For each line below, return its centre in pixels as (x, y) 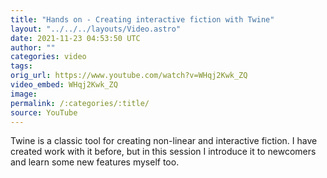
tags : (21, 66)
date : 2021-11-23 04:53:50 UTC (75, 38)
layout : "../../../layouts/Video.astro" (96, 29)
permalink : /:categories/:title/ (80, 103)
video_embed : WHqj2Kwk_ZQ (64, 85)
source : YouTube (44, 112)
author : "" (33, 47)
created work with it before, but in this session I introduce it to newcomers (163, 152)
